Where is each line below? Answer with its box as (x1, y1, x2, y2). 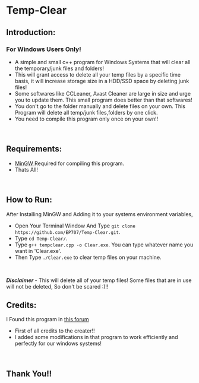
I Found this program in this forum (6, 316, 89, 323)
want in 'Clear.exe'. (14, 247, 62, 254)
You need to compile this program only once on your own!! (14, 115, 159, 122)
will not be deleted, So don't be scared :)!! (6, 283, 109, 290)
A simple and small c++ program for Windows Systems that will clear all (14, 58, 191, 65)
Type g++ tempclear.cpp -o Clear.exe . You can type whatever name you (14, 241, 194, 248)
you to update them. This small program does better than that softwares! (14, 96, 193, 103)
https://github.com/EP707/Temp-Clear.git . (14, 228, 121, 235)
